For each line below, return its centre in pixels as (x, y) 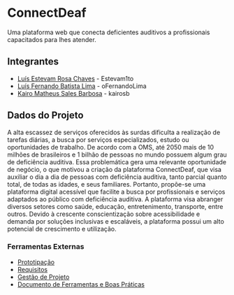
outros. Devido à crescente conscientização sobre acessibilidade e (104, 214)
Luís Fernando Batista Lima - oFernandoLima (82, 86)
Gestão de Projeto (43, 277)
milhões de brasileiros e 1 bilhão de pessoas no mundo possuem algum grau (117, 154)
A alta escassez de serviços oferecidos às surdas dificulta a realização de (114, 132)
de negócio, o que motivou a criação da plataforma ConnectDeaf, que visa (115, 169)
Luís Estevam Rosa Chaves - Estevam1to (75, 78)
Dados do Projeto (45, 116)
